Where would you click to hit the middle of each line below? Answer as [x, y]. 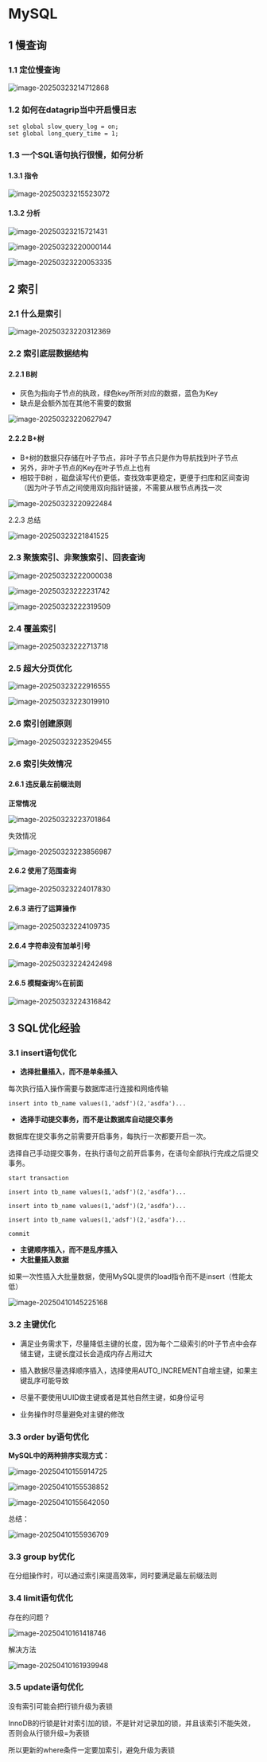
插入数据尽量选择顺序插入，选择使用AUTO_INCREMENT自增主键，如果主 [139, 1370]
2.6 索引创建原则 [40, 723]
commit [19, 1234]
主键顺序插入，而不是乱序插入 [68, 1249]
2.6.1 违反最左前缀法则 [45, 784]
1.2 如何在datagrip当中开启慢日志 [72, 110]
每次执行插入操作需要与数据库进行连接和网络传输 [88, 1089]
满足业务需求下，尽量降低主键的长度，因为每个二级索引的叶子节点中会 [135, 1343]
